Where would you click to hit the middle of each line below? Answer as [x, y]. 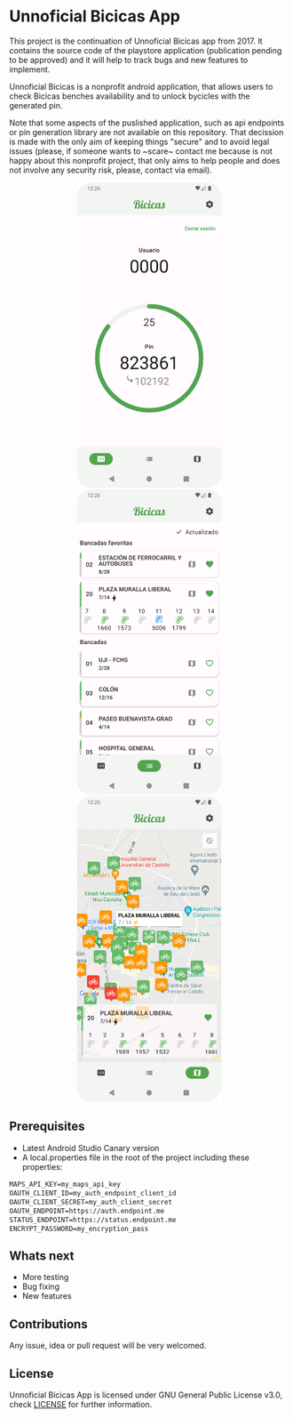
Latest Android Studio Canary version [91, 1148]
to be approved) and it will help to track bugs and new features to [129, 60]
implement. [30, 69]
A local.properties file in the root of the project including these [136, 1157]
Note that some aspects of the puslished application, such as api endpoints [147, 123]
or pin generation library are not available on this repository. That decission [146, 132]
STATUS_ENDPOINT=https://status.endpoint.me [93, 1220]
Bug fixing [41, 1286]
